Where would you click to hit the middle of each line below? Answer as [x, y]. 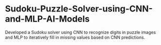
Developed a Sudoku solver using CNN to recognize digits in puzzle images [80, 32]
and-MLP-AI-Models [47, 19]
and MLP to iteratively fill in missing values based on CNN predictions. [75, 37]
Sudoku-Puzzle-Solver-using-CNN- [79, 9]
